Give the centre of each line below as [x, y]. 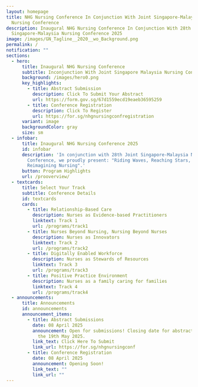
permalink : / [22, 45]
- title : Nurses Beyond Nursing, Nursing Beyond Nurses [97, 231]
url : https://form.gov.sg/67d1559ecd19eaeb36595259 [97, 99]
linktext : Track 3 [55, 265]
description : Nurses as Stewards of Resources [90, 259]
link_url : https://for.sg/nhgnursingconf [84, 347]
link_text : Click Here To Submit [73, 342]
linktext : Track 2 [55, 243]
